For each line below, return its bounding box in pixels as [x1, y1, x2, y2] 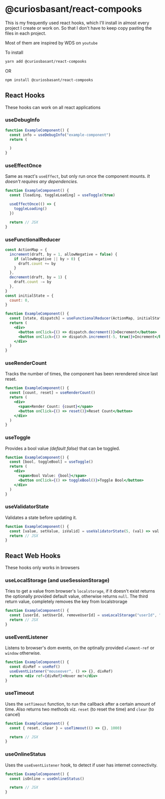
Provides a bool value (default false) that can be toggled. [5, 445, 120, 451]
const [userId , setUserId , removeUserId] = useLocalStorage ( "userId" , [9, 613, 157, 618]
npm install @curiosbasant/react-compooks [5, 78, 93, 82]
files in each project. [5, 30, 47, 36]
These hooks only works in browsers [5, 564, 80, 571]
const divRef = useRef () [9, 664, 60, 670]
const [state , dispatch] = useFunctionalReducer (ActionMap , [9, 316, 135, 321]
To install [5, 49, 24, 55]
